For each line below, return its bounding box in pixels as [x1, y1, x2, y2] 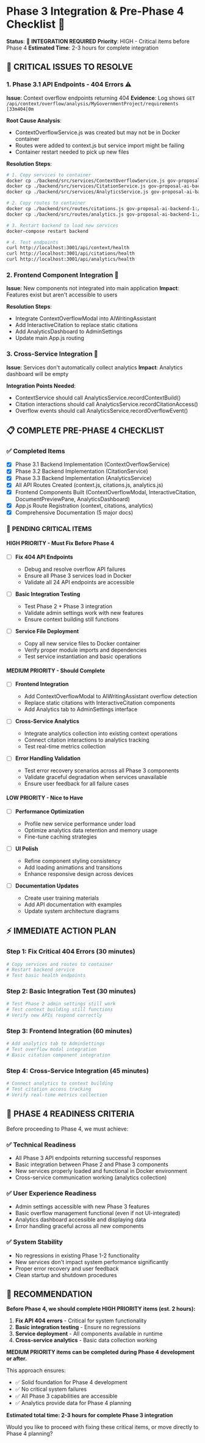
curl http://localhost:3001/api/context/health [6, 245, 130, 251]
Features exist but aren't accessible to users [6, 291, 118, 298]
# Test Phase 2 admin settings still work [6, 1001, 116, 1007]
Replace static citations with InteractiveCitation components [24, 699, 176, 707]
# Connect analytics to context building [6, 1080, 113, 1087]
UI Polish [15, 845, 38, 852]
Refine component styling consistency [24, 857, 121, 864]
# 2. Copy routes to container [6, 200, 86, 206]
